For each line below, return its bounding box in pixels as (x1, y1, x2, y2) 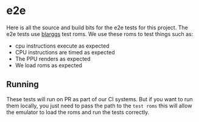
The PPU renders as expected (15, 55, 91, 62)
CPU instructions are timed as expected (15, 48, 115, 56)
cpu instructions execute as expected (15, 42, 110, 49)
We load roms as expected (15, 62, 82, 69)
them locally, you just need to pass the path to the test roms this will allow (6, 102, 192, 109)
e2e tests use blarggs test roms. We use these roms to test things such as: (6, 30, 194, 37)
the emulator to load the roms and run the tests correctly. (6, 108, 150, 116)
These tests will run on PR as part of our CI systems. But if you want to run (6, 95, 193, 102)
